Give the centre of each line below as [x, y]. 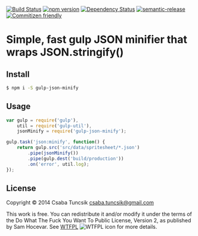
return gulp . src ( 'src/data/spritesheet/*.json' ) [78, 148]
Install [18, 74]
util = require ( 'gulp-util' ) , [55, 126]
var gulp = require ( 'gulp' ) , [42, 120]
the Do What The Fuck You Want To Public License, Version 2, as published [99, 221]
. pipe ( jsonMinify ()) [53, 153]
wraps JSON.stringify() [65, 52]
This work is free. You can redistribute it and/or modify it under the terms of [99, 214]
